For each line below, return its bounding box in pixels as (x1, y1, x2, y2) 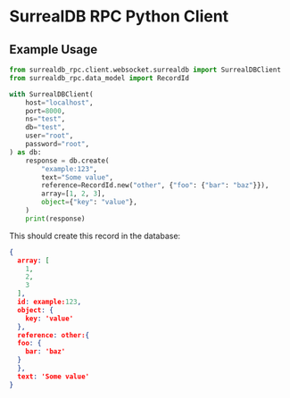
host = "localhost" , (25, 98, 94, 107)
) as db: (9, 147, 42, 157)
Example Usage (9, 42, 98, 57)
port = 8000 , (25, 106, 66, 115)
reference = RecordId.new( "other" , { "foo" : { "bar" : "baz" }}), (41, 181, 269, 190)
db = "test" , (25, 123, 66, 132)
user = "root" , (25, 131, 74, 140)
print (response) (25, 214, 87, 223)
